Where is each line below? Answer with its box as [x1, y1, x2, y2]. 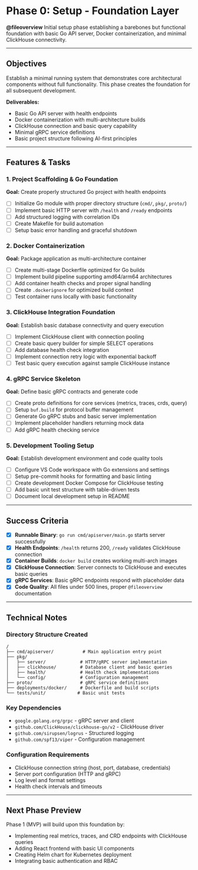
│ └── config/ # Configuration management [6, 675, 149, 681]
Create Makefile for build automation [14, 220, 104, 227]
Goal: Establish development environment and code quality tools [6, 454, 163, 462]
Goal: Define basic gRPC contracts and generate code [6, 388, 138, 396]
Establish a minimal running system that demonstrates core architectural [6, 74, 181, 81]
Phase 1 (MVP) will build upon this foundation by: [6, 821, 125, 828]
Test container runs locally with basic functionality [14, 293, 137, 300]
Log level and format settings [14, 776, 86, 783]
